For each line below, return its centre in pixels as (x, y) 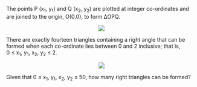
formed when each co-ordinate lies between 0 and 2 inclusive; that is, (93, 46)
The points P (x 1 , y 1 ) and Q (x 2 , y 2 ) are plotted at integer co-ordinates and (98, 10)
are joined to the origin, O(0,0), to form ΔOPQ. (63, 16)
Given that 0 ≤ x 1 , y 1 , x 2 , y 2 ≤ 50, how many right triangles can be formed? (99, 78)
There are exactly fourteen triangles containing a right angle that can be (96, 39)
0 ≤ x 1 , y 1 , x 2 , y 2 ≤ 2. (32, 53)
